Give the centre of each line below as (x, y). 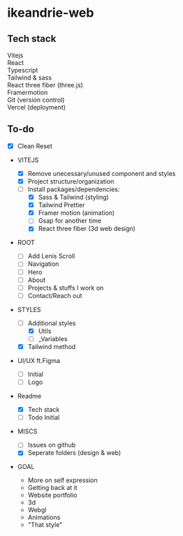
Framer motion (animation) (76, 213)
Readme (29, 396)
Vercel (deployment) (37, 107)
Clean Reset (35, 146)
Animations (44, 517)
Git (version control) (36, 100)
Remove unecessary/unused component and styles (102, 173)
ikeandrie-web (51, 13)
